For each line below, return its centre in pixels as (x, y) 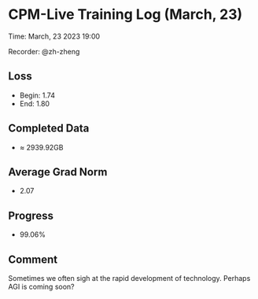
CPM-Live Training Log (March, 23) (125, 15)
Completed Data (49, 129)
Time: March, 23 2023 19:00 (54, 36)
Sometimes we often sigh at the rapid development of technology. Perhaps (129, 278)
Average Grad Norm (58, 172)
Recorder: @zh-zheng (44, 51)
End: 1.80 (34, 103)
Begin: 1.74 (37, 95)
